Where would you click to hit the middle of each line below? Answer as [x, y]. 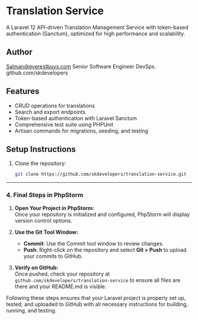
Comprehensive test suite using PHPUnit [64, 124]
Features [23, 91]
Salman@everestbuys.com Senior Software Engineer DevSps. [81, 66]
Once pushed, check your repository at [62, 274]
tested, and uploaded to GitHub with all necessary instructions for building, [97, 304]
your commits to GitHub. [53, 256]
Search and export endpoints [50, 112]
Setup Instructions [41, 149]
